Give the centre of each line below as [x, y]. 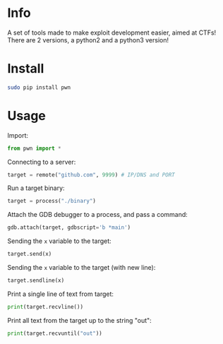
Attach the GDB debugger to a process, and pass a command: [98, 215]
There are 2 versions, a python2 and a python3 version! [88, 40]
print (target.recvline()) [45, 307]
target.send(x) [30, 254]
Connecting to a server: [42, 162]
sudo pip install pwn [39, 87]
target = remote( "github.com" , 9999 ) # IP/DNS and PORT [91, 174]
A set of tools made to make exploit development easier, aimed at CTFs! [112, 32]
